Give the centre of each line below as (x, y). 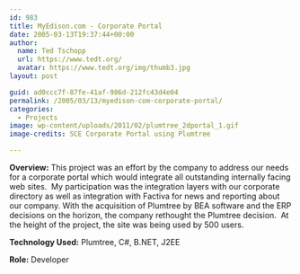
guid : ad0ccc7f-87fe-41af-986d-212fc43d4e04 (94, 92)
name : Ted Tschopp (52, 51)
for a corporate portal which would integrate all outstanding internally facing (150, 177)
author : (24, 43)
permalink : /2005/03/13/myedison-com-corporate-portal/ (116, 101)
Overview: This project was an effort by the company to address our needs (149, 168)
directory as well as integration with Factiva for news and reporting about (145, 196)
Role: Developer (39, 260)
